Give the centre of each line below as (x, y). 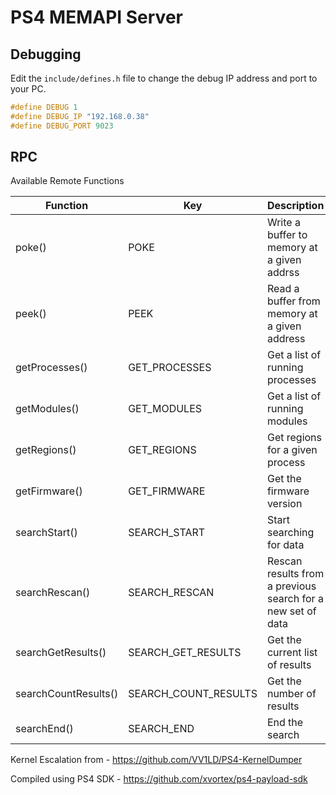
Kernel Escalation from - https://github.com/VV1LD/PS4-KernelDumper (156, 760)
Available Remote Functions (67, 181)
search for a (295, 599)
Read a (283, 289)
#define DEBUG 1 (44, 107)
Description (295, 206)
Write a (283, 223)
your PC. (28, 89)
